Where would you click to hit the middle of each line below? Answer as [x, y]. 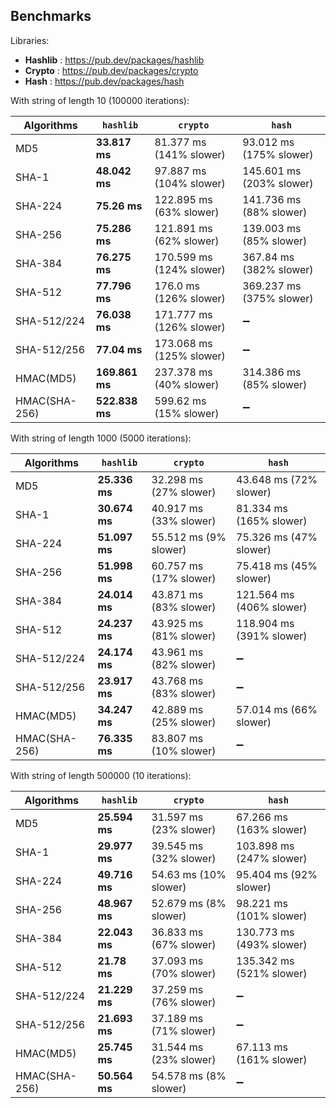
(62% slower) [187, 241]
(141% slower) [190, 154]
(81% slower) [184, 636]
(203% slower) [278, 183]
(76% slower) [184, 1002]
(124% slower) [190, 269]
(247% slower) [272, 858]
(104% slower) [190, 183]
